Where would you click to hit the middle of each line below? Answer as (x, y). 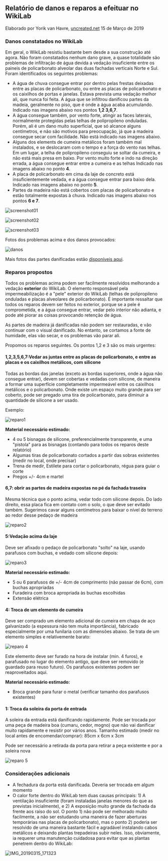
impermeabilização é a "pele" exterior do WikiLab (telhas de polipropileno (81, 294)
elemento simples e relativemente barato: (48, 637)
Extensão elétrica (30, 598)
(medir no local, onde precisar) (44, 460)
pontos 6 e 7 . (26, 201)
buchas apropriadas (33, 588)
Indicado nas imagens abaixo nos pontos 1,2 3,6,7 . (65, 110)
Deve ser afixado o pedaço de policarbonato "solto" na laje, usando (75, 548)
